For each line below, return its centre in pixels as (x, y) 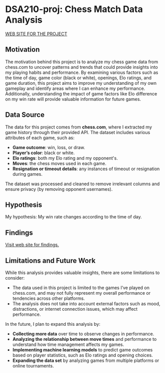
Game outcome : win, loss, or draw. (49, 147)
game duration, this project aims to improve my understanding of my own (81, 83)
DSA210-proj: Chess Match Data (74, 9)
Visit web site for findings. (32, 245)
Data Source (25, 115)
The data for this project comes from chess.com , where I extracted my (78, 127)
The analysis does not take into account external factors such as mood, (86, 304)
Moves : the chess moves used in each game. (59, 163)
